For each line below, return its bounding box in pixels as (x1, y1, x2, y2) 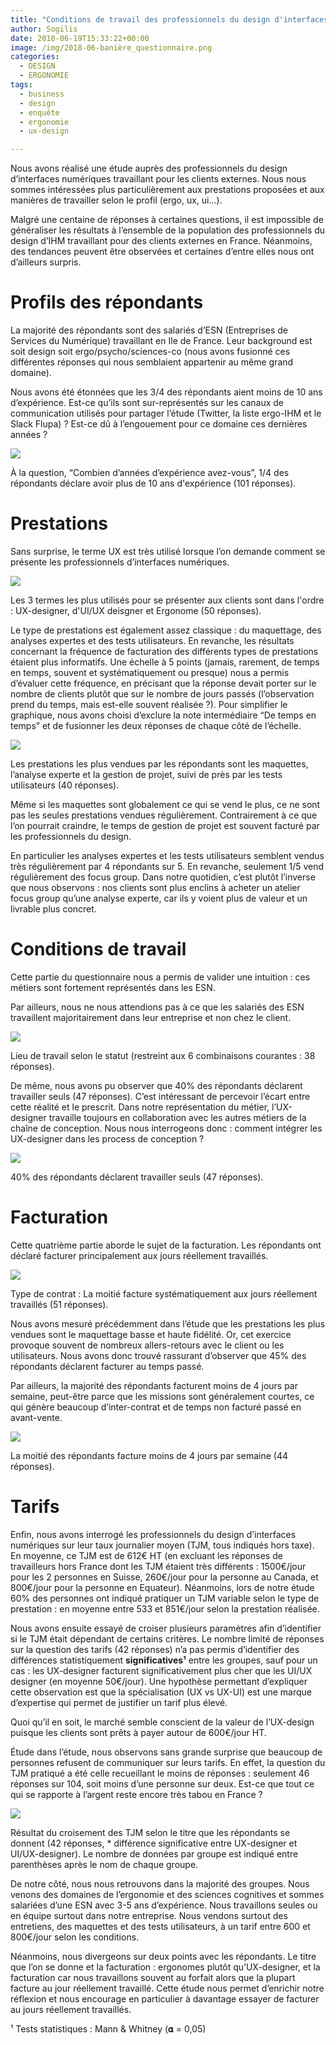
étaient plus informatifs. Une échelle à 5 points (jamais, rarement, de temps (10, 656, 320, 668)
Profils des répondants (10, 291, 204, 314)
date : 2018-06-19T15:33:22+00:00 (10, 33, 150, 43)
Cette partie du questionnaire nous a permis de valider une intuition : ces (10, 971, 311, 983)
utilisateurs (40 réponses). (10, 779, 120, 791)
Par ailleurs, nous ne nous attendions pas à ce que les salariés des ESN (10, 1001, 305, 1013)
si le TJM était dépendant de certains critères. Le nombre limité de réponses (10, 1632, 325, 1645)
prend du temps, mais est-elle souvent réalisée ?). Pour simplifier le (10, 699, 288, 710)
